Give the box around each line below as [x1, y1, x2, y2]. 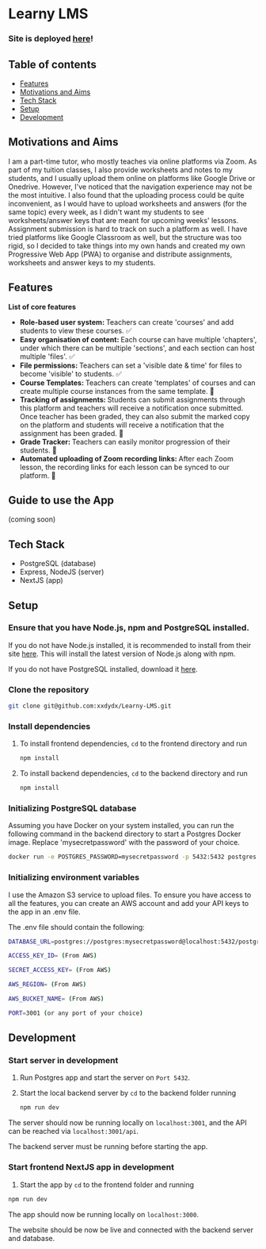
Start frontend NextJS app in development [8, 1162, 174, 1173]
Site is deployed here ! [8, 33, 93, 44]
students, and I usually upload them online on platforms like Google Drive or [8, 173, 256, 183]
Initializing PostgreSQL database [8, 803, 137, 814]
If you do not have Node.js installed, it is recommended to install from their [8, 640, 252, 650]
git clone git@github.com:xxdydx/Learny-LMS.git [8, 702, 172, 711]
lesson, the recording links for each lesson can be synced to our [19, 462, 230, 472]
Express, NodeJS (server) [19, 567, 104, 576]
